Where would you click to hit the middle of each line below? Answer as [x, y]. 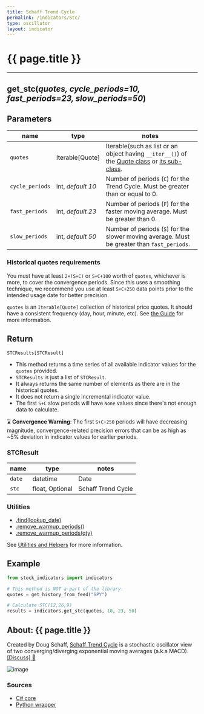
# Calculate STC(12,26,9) [39, 605]
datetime [45, 479]
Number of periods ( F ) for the [148, 204]
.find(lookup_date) [38, 520]
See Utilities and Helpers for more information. [65, 544]
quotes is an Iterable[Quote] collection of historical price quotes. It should [100, 307]
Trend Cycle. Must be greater [147, 187]
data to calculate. [37, 410]
